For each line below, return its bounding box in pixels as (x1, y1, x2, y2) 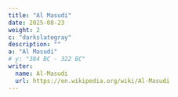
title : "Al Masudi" (8, 11, 72, 20)
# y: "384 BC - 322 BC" (8, 56, 86, 63)
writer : (8, 63, 34, 70)
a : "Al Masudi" (8, 48, 58, 56)
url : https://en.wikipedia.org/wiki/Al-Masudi (15, 77, 170, 84)
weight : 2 (8, 26, 41, 34)
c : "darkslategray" (8, 33, 72, 41)
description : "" (8, 41, 61, 48)
